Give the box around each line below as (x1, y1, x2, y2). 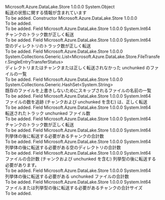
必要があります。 (5, 162, 39, 168)
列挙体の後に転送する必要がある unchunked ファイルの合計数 (5, 173, 129, 179)
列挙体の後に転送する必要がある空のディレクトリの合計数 (5, 144, 121, 150)
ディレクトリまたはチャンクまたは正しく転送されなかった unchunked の (5, 65, 151, 70)
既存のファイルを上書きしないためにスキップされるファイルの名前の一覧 (5, 88, 151, 93)
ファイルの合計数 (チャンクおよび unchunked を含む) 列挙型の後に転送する (5, 156, 156, 162)
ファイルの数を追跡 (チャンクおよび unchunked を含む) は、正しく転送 (5, 99, 148, 104)
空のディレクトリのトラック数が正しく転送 (5, 43, 91, 49)
